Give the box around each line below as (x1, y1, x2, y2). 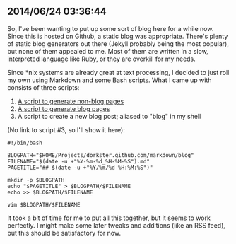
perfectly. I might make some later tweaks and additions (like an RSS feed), (7, 221, 226, 229)
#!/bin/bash (7, 139, 42, 146)
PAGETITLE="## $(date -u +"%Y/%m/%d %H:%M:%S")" (7, 164, 153, 171)
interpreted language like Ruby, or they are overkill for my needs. (7, 54, 196, 63)
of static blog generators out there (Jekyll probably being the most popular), (7, 39, 230, 48)
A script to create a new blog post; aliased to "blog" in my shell (17, 112, 201, 120)
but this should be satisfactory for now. (7, 228, 122, 237)
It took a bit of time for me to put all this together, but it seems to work (7, 214, 211, 222)
